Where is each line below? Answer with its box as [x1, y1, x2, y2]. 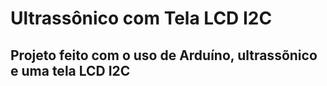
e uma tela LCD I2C [10, 62, 131, 79]
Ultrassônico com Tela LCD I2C [10, 7, 273, 30]
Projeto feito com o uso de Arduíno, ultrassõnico [10, 47, 318, 64]
